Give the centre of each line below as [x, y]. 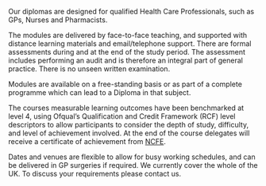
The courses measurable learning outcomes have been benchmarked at [126, 108]
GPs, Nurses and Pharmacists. [58, 20]
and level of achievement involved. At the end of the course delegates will [129, 133]
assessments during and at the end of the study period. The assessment [127, 52]
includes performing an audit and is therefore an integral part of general [126, 60]
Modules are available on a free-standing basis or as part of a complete [125, 84]
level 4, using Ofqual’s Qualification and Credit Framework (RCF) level [122, 116]
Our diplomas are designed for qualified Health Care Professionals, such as [131, 11]
